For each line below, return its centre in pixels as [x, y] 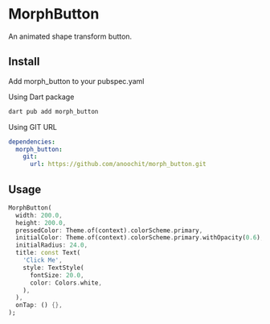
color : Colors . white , [66, 283]
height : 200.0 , [41, 222]
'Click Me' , [43, 260]
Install [24, 62]
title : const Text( [48, 253]
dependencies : [32, 142]
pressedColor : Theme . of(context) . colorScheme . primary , [109, 231]
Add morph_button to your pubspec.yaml [76, 81]
